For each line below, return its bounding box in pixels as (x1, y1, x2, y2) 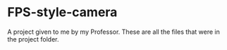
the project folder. (7, 35, 59, 43)
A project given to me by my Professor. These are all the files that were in (7, 27, 220, 36)
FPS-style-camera (7, 4, 118, 20)
